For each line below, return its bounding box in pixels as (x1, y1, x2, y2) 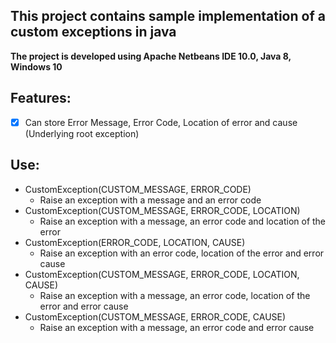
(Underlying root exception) (24, 127, 140, 139)
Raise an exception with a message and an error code (39, 194, 262, 206)
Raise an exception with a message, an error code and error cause (39, 321, 315, 333)
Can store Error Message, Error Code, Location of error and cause (24, 116, 298, 128)
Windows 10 (10, 60, 63, 73)
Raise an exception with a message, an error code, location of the (39, 289, 311, 301)
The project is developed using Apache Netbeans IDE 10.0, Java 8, (10, 50, 292, 62)
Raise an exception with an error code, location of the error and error (39, 247, 325, 259)
